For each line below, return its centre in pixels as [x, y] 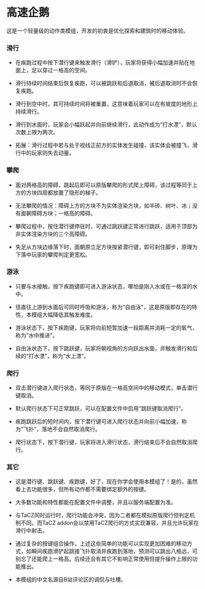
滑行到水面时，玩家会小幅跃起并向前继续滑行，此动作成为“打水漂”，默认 [106, 125]
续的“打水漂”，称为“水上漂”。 [52, 356]
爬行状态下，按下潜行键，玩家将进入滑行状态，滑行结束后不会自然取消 [104, 442]
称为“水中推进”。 [36, 335]
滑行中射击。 [31, 531]
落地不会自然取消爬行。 [71, 429]
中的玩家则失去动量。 [47, 153]
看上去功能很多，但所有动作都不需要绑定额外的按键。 [82, 489]
